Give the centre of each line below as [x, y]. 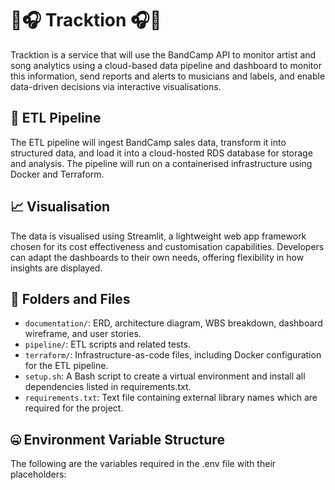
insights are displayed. [56, 268]
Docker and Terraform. [57, 174]
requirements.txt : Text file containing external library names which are [171, 398]
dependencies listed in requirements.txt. [108, 387]
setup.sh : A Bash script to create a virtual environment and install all [165, 376]
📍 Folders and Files [70, 298]
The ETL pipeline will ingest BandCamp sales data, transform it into [148, 142]
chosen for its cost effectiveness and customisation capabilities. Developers [167, 246]
